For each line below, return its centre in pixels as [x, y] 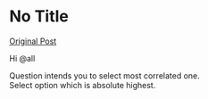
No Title [39, 16]
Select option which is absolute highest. [83, 85]
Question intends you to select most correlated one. [105, 75]
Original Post [33, 41]
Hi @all [22, 58]
